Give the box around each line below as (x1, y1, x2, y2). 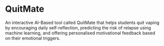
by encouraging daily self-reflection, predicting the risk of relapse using (5, 24, 152, 30)
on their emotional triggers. (5, 35, 61, 41)
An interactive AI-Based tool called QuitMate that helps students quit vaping (5, 20, 160, 25)
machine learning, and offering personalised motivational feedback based (5, 30, 156, 36)
